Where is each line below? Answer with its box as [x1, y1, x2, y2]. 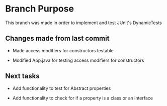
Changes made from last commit [5, 34, 110, 43]
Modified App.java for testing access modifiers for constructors [12, 57, 144, 63]
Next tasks [5, 72, 40, 80]
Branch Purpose [5, 3, 74, 15]
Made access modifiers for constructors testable [12, 47, 114, 53]
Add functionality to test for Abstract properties [12, 85, 111, 91]
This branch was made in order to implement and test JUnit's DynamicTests [5, 20, 162, 26]
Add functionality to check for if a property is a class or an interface [12, 95, 153, 101]
